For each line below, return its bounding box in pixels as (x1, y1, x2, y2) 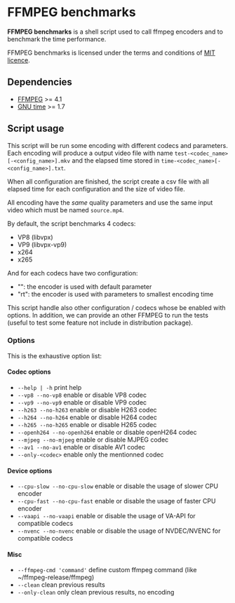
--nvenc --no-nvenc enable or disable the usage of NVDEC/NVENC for (17, 527, 221, 535)
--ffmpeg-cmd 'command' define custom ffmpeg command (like (17, 566, 197, 574)
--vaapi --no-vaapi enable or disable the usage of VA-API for (17, 512, 196, 520)
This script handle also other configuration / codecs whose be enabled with (7, 303, 226, 312)
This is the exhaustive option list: (7, 351, 102, 360)
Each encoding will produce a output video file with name (7, 149, 173, 157)
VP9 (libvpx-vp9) (17, 240, 67, 249)
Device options (7, 466, 53, 475)
